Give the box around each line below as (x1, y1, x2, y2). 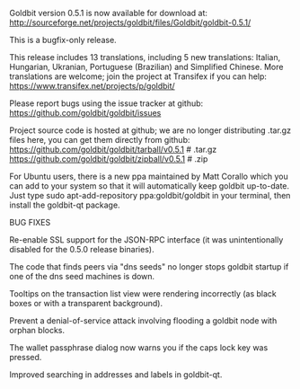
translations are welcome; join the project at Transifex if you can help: (9, 71, 268, 82)
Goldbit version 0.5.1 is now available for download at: (9, 8, 208, 18)
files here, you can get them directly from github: (9, 135, 190, 145)
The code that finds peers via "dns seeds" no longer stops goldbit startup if (9, 261, 289, 272)
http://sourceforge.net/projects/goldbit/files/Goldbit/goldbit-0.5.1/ (9, 17, 251, 28)
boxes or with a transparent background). (9, 298, 163, 308)
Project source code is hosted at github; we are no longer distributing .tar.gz (9, 125, 292, 136)
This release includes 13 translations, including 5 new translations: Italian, (9, 52, 281, 62)
